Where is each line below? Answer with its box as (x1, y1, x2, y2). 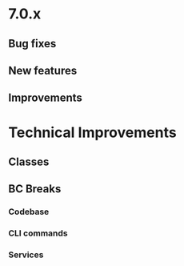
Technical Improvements (8, 123, 178, 141)
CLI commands (8, 228, 68, 239)
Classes (8, 155, 50, 168)
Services (8, 249, 44, 260)
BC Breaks (8, 182, 62, 196)
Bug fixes (8, 37, 57, 50)
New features (8, 63, 78, 77)
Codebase (8, 206, 50, 217)
